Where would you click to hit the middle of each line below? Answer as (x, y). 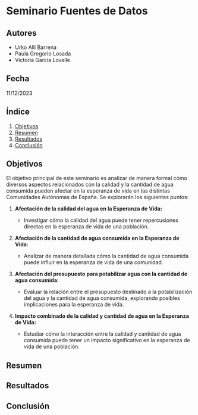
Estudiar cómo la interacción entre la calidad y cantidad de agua (102, 334)
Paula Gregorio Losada (43, 54)
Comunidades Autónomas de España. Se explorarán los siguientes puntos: (98, 197)
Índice (18, 112)
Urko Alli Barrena (36, 47)
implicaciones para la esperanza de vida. (74, 305)
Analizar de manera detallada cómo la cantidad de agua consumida (106, 256)
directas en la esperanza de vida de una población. (86, 227)
